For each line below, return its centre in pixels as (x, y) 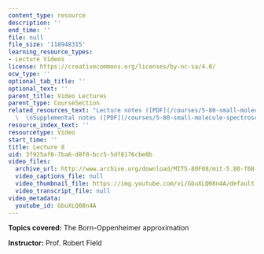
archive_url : (37, 169)
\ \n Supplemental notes (56, 118)
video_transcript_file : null (63, 191)
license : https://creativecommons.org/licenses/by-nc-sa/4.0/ (112, 67)
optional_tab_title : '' (47, 81)
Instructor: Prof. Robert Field (55, 243)
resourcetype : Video (42, 132)
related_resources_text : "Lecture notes (75, 111)
